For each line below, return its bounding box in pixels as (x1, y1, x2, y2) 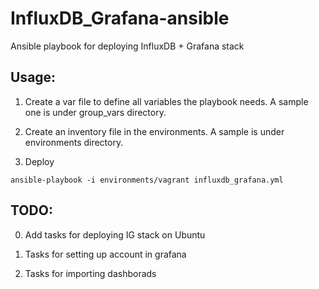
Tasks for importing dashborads (24, 267, 157, 279)
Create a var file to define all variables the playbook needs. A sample (24, 95, 309, 107)
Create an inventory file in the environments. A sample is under (24, 125, 285, 137)
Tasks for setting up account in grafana (24, 248, 187, 260)
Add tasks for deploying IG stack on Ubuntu (24, 228, 206, 241)
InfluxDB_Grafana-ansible (10, 7, 230, 30)
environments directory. (24, 136, 124, 148)
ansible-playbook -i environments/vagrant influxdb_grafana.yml (10, 175, 284, 185)
